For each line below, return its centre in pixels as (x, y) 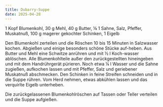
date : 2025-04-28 (23, 14)
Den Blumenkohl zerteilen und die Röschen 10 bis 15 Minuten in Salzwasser (81, 43)
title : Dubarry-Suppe (27, 10)
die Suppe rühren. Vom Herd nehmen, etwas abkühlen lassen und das (76, 80)
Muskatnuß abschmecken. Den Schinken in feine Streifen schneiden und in (81, 74)
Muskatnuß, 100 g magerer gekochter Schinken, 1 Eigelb (62, 33)
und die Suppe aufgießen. (31, 99)
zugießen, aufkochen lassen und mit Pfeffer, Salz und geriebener (71, 69)
